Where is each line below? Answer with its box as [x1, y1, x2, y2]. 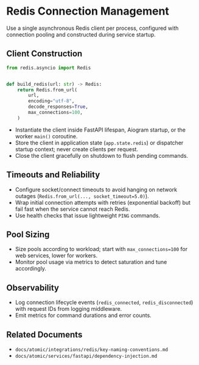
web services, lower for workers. [15, 252, 98, 260]
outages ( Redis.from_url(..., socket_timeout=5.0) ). [15, 192, 149, 199]
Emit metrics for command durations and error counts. [15, 312, 152, 319]
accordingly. [15, 265, 47, 272]
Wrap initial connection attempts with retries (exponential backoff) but [15, 199, 190, 206]
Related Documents [6, 329, 83, 339]
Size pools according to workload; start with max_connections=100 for [15, 246, 187, 253]
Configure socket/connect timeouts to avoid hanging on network [15, 186, 178, 193]
